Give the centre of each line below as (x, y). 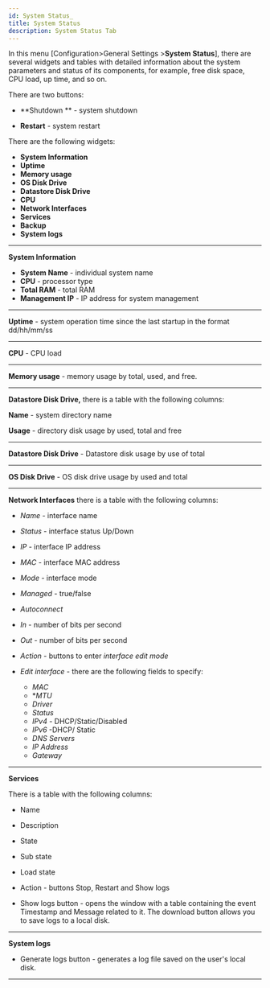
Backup (33, 225)
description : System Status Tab (62, 31)
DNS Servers (53, 739)
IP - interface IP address (60, 547)
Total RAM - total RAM (57, 290)
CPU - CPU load (35, 353)
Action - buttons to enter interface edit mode (94, 656)
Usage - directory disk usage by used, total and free (95, 430)
